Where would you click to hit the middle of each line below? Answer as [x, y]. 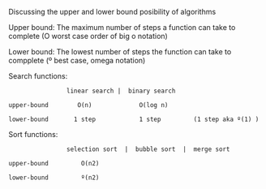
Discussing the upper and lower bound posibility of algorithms [112, 12]
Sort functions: [33, 134]
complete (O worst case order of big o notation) [88, 36]
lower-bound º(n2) [54, 178]
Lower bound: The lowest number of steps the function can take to [120, 52]
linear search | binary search [121, 91]
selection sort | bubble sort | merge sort [148, 149]
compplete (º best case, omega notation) [77, 60]
